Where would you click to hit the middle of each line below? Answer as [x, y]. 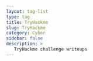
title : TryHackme [27, 22]
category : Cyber [26, 33]
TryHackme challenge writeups [51, 49]
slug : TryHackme [26, 28]
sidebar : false [25, 38]
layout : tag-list [27, 11]
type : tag [18, 17]
